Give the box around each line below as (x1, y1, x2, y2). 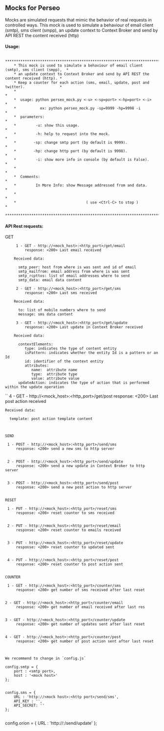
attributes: (24, 363, 49, 368)
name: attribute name (31, 368, 78, 373)
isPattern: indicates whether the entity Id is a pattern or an (24, 351, 159, 355)
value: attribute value (31, 376, 80, 381)
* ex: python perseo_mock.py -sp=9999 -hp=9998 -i (14, 106, 141, 111)
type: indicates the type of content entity (24, 346, 117, 351)
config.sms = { (5, 690, 36, 695)
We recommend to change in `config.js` (5, 656, 86, 661)
